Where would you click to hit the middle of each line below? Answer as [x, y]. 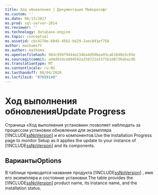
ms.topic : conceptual [27, 37]
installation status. [23, 188]
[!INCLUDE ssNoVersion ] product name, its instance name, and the [71, 183]
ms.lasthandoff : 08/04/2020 [33, 73]
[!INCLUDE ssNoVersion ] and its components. [50, 146]
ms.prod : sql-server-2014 [31, 23]
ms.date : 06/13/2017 [26, 18]
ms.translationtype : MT [29, 64]
